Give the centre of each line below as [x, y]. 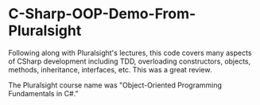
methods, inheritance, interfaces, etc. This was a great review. [110, 69]
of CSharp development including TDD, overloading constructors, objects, [130, 61]
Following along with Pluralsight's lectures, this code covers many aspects [130, 52]
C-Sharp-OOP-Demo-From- [102, 14]
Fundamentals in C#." [43, 93]
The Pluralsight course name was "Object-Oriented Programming [115, 85]
